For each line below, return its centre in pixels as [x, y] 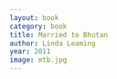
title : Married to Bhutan [58, 35]
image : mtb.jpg [38, 60]
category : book [38, 26]
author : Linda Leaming [53, 43]
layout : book [34, 18]
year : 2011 [30, 52]
